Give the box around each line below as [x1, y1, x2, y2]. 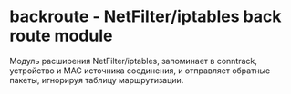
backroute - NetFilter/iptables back [9, 6, 282, 27]
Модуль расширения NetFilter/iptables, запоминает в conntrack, [9, 55, 258, 66]
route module [9, 25, 113, 46]
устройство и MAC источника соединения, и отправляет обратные [9, 65, 271, 76]
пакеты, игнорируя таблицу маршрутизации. [9, 74, 184, 85]
